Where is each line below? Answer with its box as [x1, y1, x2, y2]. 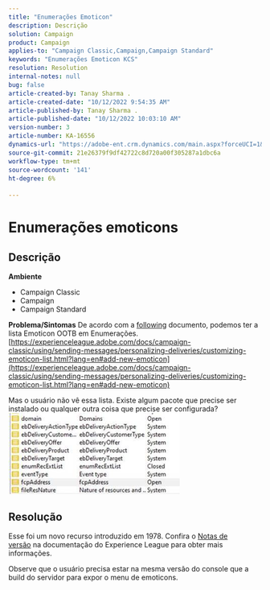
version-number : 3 [8, 123, 70, 132]
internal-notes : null [8, 72, 81, 80]
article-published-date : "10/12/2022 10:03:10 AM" [8, 115, 182, 123]
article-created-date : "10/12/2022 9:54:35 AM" [8, 97, 171, 106]
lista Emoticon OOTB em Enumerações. [8, 328, 139, 338]
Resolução [8, 510, 63, 523]
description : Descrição [8, 21, 88, 30]
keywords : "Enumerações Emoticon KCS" [8, 56, 138, 64]
